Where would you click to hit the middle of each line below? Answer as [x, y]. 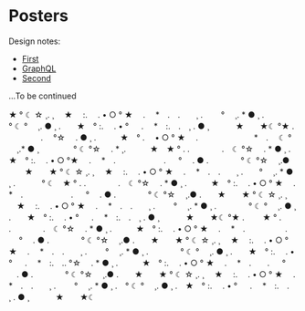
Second [37, 78]
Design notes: [35, 41]
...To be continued [42, 96]
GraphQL [39, 68]
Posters [39, 16]
